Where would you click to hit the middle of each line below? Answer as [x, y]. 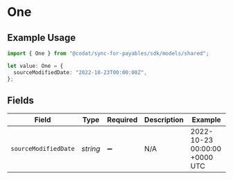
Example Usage [42, 38]
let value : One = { [35, 66]
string [91, 149]
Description [164, 120]
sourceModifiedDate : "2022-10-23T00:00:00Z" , [80, 72]
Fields [21, 100]
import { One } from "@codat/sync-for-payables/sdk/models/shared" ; [108, 53]
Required [122, 120]
